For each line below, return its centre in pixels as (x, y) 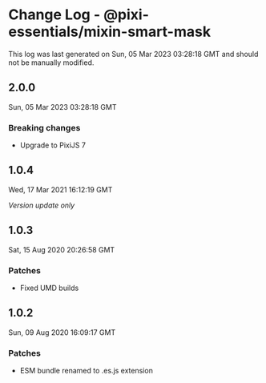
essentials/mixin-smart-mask (109, 32)
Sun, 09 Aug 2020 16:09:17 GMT (62, 332)
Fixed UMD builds (49, 288)
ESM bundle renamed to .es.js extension (87, 371)
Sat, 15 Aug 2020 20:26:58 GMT (62, 249)
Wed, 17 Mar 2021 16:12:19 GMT (60, 189)
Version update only (42, 205)
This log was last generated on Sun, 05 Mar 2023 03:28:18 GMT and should (133, 54)
